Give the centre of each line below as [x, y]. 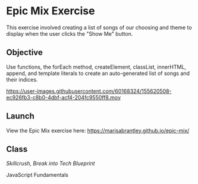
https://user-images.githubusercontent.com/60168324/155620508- [89, 91]
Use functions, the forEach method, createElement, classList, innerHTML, [96, 67]
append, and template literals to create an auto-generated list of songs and [98, 73]
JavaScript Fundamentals [37, 175]
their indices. [22, 79]
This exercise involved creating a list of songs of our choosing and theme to [99, 27]
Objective [25, 53]
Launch [20, 116]
